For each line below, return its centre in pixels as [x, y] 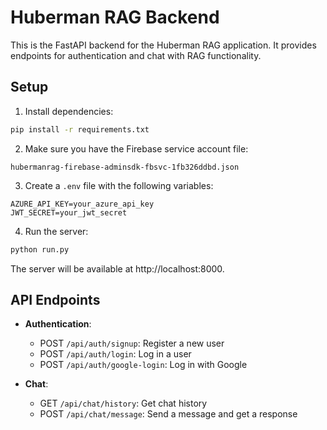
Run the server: [56, 231]
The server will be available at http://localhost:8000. [117, 268]
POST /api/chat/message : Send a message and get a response [168, 414]
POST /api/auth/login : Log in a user [115, 354]
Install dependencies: [69, 111]
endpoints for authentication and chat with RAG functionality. [136, 55]
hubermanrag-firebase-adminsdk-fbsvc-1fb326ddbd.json [125, 167]
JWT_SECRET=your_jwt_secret [69, 212]
